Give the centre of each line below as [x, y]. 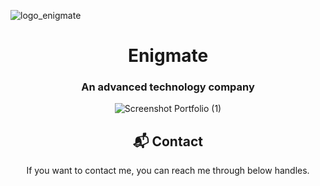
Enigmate [168, 56]
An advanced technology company [168, 87]
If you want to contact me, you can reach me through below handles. [168, 171]
